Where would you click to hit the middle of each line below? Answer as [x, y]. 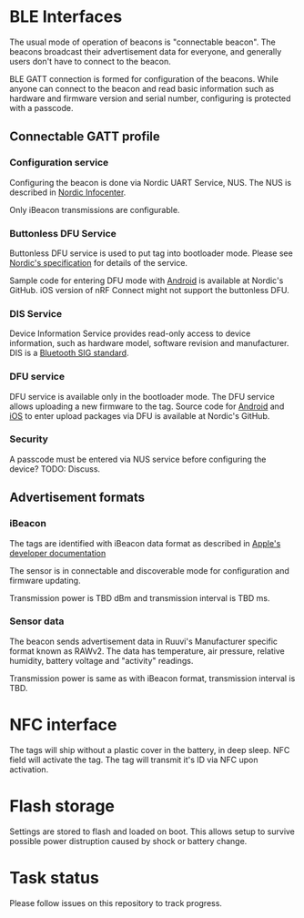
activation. [29, 769]
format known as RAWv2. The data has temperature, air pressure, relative [147, 651]
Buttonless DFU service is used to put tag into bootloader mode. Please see [151, 253]
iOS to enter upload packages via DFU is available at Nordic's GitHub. [140, 415]
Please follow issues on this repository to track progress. [116, 903]
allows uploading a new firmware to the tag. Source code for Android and [147, 406]
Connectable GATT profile [85, 137]
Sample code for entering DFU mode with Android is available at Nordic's [147, 280]
